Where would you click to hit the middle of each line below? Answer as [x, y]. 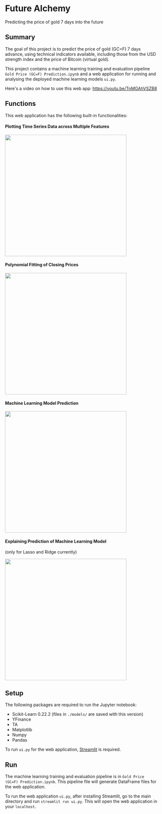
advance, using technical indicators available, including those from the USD [81, 54]
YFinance [22, 719]
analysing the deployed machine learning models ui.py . [61, 79]
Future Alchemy [38, 9]
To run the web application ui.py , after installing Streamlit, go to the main [78, 796]
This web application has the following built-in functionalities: [66, 115]
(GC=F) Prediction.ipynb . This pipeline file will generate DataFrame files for [81, 781]
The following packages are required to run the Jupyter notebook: [71, 705]
